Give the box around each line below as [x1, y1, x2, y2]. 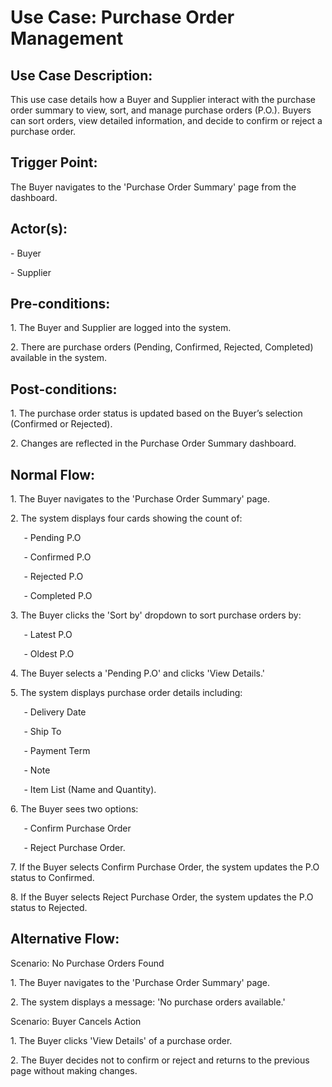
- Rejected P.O [23, 571, 84, 583]
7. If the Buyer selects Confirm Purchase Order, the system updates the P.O [10, 861, 320, 873]
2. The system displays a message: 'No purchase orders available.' [10, 996, 286, 1008]
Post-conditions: [10, 381, 118, 398]
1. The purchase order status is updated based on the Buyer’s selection [10, 407, 303, 420]
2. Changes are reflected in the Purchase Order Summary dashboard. [10, 437, 297, 450]
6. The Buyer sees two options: [10, 803, 139, 815]
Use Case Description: [10, 67, 153, 84]
